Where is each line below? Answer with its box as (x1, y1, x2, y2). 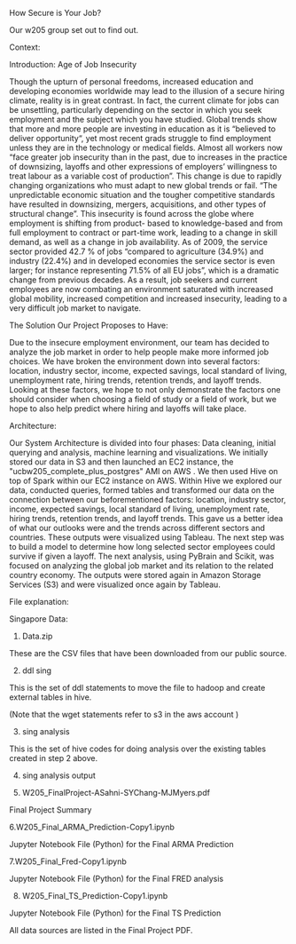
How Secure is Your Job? (9, 8, 102, 18)
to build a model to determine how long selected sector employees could (9, 542, 276, 551)
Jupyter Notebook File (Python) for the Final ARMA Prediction (9, 839, 234, 849)
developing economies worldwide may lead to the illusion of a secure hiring (9, 86, 285, 96)
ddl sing (21, 665, 51, 676)
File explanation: (9, 597, 69, 607)
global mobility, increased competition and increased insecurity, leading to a (9, 293, 288, 304)
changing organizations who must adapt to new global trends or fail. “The (9, 180, 277, 190)
